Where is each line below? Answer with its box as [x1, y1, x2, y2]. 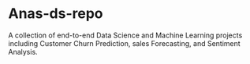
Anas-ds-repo [8, 5, 104, 23]
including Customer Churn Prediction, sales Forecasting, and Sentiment [8, 38, 241, 48]
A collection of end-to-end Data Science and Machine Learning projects [8, 30, 243, 40]
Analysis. [8, 47, 38, 56]
